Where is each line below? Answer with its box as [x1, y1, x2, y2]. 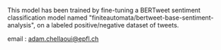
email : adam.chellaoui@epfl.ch [7, 35, 99, 43]
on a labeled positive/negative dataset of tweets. [36, 21, 179, 29]
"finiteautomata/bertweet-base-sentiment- [89, 13, 214, 22]
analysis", [7, 21, 35, 29]
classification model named [7, 13, 88, 22]
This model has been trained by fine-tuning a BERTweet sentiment [7, 6, 200, 14]
